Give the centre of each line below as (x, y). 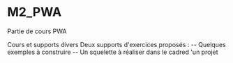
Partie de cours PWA (37, 31)
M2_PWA (35, 12)
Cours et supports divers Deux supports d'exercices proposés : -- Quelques (116, 44)
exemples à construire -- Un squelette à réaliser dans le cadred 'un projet (113, 52)
